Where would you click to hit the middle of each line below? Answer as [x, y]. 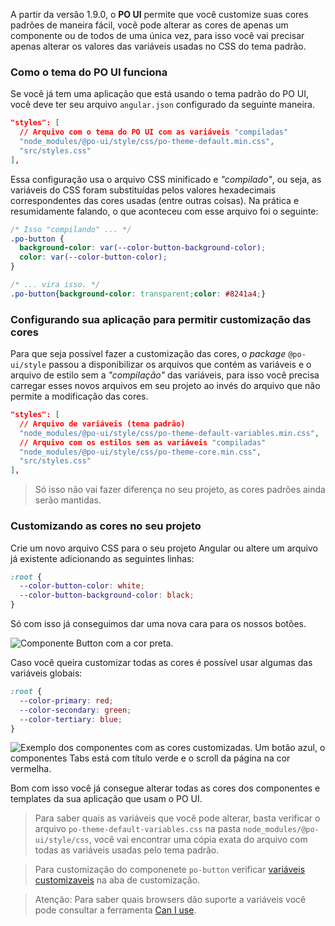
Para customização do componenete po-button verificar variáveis [170, 870]
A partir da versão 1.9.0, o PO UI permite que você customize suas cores [159, 14]
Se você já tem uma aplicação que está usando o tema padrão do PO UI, [160, 94]
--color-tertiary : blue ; [71, 719]
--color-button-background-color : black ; [107, 595]
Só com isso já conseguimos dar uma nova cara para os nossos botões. [158, 624]
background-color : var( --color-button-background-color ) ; [143, 248]
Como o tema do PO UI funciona [89, 72]
